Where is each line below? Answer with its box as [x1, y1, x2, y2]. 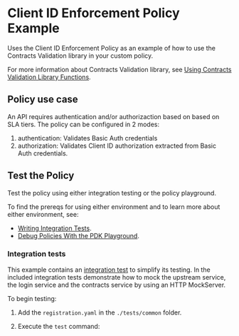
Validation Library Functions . [7, 73, 91, 81]
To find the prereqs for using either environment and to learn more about [7, 202, 221, 211]
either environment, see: [7, 210, 79, 218]
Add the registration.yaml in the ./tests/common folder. [17, 308, 182, 317]
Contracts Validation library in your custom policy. [7, 51, 154, 60]
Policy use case [7, 93, 78, 106]
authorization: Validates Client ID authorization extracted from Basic [17, 141, 217, 150]
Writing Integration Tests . [17, 223, 92, 233]
